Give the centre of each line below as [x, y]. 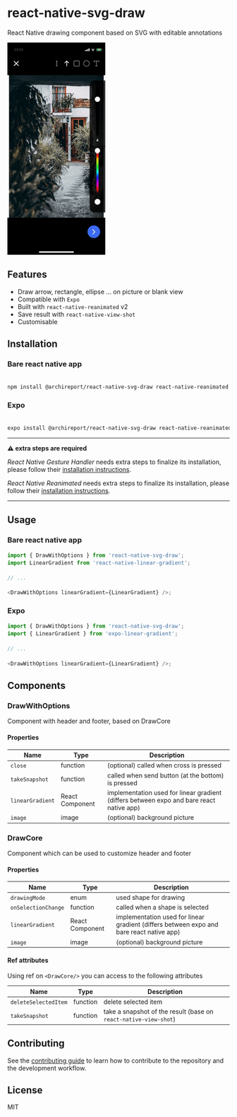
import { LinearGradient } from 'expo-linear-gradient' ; [93, 634]
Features [27, 275]
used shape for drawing [151, 897]
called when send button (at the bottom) [165, 775]
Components [36, 686]
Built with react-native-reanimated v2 [73, 306]
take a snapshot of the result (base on [158, 1012]
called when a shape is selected [163, 908]
